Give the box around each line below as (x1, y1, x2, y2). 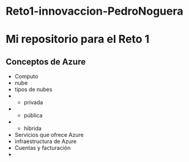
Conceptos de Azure (6, 56, 86, 67)
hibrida (23, 125, 42, 132)
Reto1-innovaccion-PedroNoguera (6, 4, 183, 18)
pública (23, 112, 43, 119)
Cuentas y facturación (14, 144, 71, 152)
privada (23, 99, 43, 106)
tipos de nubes (14, 86, 53, 93)
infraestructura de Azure (14, 138, 77, 145)
